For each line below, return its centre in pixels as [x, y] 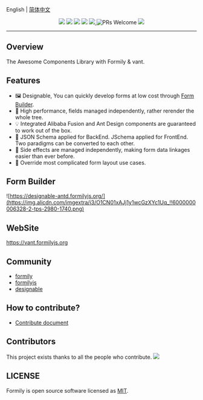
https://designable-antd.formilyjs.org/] [58, 196]
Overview [25, 47]
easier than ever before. [45, 156]
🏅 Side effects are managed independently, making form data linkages [102, 149]
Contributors [31, 342]
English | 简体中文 [28, 9]
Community [29, 262]
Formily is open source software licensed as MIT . [67, 390]
